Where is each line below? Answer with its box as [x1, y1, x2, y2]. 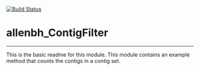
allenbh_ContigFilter [6, 26, 108, 39]
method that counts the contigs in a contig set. [6, 57, 121, 64]
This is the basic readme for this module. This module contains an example [6, 51, 190, 58]
